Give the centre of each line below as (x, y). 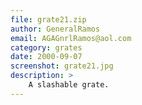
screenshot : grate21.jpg (62, 66)
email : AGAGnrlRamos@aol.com (71, 38)
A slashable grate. (69, 85)
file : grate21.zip (48, 19)
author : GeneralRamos (55, 29)
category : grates (46, 47)
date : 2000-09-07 (46, 57)
